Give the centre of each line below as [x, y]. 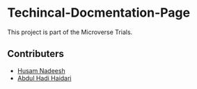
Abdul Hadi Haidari [44, 78]
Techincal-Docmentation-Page [98, 13]
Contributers [36, 54]
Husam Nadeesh [41, 70]
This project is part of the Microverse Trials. [70, 32]
